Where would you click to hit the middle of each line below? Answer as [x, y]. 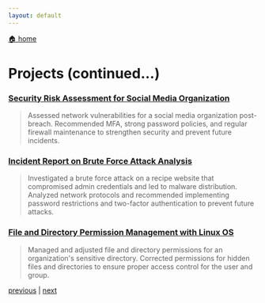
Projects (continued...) [84, 73]
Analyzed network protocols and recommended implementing [128, 195]
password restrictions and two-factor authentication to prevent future [141, 203]
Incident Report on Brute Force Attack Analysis [100, 161]
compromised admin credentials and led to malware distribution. [132, 187]
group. [38, 275]
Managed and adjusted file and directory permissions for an [125, 249]
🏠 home [23, 38]
